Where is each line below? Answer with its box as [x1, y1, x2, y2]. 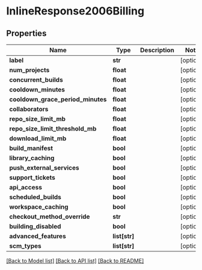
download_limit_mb [9, 134, 67, 143]
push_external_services [9, 164, 79, 172]
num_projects [9, 66, 50, 74]
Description [140, 46, 174, 54]
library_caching [9, 154, 55, 162]
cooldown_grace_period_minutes [9, 95, 107, 103]
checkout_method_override [9, 212, 90, 221]
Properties [6, 28, 47, 38]
